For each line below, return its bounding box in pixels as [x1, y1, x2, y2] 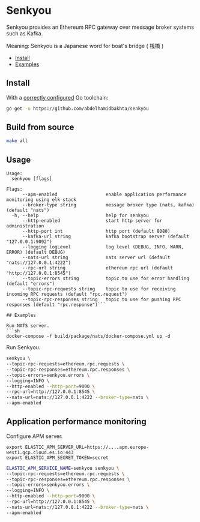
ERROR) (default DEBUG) [6, 250, 66, 256]
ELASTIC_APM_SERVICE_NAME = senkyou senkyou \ [6, 465, 120, 471]
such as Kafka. [6, 29, 43, 37]
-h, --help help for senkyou [11, 212, 149, 219]
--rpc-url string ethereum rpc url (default [22, 265, 173, 271]
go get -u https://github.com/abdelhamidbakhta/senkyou [6, 106, 149, 112]
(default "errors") [6, 281, 55, 287]
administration [6, 223, 44, 229]
